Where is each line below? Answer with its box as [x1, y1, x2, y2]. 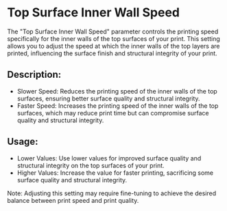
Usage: [7, 136, 39, 147]
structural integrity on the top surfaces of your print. [16, 161, 165, 169]
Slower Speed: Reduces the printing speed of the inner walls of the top [16, 87, 217, 95]
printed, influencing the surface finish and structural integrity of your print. [7, 49, 217, 57]
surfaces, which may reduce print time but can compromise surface [16, 109, 209, 117]
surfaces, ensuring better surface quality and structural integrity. [16, 94, 200, 102]
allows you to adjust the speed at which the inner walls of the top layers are [7, 42, 221, 50]
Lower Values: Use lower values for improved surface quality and [16, 154, 202, 162]
